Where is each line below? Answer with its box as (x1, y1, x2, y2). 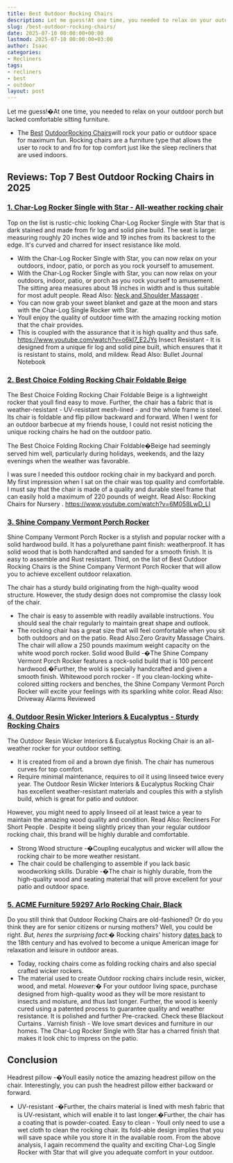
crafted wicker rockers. (17, 967, 84, 974)
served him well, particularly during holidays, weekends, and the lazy (7, 449, 205, 458)
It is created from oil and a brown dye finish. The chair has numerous (17, 757, 214, 766)
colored (17, 680, 40, 689)
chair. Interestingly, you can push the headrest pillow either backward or (7, 1081, 214, 1089)
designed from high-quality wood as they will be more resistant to (17, 990, 206, 998)
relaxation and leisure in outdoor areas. (7, 946, 119, 954)
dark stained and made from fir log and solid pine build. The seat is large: (7, 225, 216, 234)
